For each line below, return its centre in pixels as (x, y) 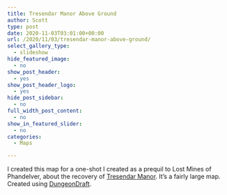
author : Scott (28, 20)
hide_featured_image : (39, 59)
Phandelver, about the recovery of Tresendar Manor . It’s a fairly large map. (114, 177)
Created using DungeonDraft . (49, 184)
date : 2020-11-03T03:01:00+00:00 (56, 33)
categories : (24, 136)
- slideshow (31, 53)
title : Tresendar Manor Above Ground (62, 14)
